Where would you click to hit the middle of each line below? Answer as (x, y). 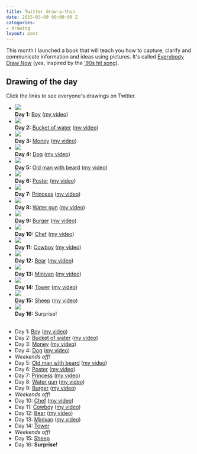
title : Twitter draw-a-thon (41, 12)
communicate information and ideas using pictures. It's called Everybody (95, 57)
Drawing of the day (42, 81)
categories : (21, 22)
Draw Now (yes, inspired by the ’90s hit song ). (63, 63)
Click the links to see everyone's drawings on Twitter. (71, 96)
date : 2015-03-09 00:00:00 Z (42, 17)
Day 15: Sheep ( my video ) (46, 300)
